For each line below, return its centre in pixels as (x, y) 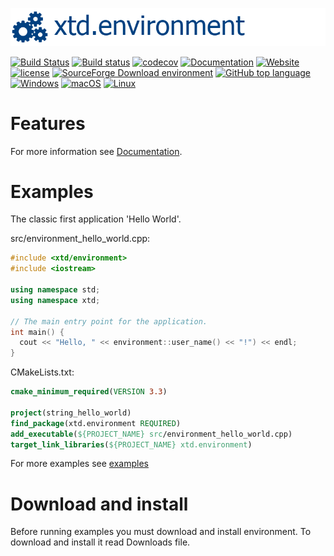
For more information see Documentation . (96, 151)
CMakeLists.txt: (42, 372)
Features (48, 123)
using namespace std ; (55, 290)
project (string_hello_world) (71, 413)
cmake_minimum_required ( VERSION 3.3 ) (89, 392)
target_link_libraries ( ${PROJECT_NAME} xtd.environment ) (131, 444)
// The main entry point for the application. (109, 321)
